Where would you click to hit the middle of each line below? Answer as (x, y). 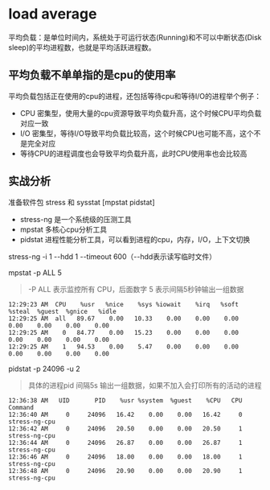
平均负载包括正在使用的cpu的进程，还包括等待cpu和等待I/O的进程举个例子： (135, 96)
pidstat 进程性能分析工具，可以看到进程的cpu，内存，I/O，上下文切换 (135, 239)
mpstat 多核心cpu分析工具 (63, 229)
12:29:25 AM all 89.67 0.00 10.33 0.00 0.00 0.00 (124, 319)
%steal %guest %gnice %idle (62, 311)
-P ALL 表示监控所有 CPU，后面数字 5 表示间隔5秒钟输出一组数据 (136, 289)
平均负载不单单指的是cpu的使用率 (92, 75)
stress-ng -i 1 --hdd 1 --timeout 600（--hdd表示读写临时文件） (112, 256)
